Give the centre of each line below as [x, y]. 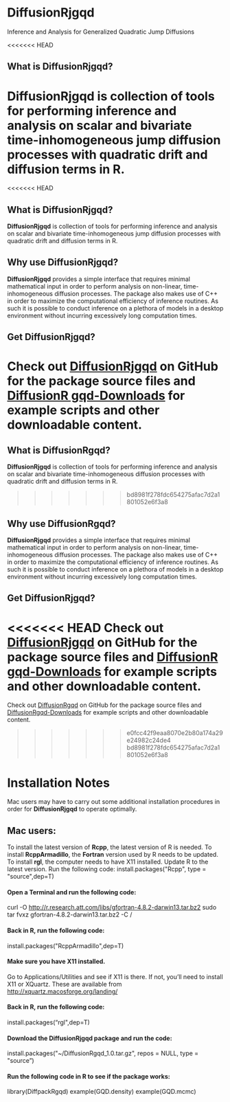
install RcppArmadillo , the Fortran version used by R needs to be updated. [113, 855]
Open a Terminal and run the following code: [72, 892]
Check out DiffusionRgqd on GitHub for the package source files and [104, 705]
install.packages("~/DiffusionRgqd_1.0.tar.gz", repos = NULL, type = [103, 1053]
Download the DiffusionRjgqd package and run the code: [90, 1038]
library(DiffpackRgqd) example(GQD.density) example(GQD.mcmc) [102, 1092]
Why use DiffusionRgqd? [61, 524]
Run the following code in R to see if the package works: [89, 1076]
